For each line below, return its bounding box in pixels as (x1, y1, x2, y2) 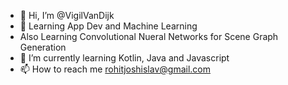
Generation (19, 41, 67, 53)
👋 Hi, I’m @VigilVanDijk (19, 10, 115, 21)
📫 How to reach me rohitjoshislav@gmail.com (19, 63, 211, 75)
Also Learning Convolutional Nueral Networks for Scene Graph (19, 31, 279, 42)
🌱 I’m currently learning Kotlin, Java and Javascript (19, 52, 230, 64)
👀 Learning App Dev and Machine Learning (19, 20, 198, 32)
